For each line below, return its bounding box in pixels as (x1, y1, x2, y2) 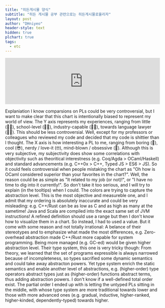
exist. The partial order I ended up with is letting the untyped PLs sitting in (5, 281, 155, 287)
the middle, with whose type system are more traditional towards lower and (5, 287, 158, 293)
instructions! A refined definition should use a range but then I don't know (5, 213, 154, 219)
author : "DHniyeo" (5, 21, 43, 26)
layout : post (5, 16, 32, 21)
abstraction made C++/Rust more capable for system (25, 234, 134, 240)
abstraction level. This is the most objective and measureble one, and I (5, 192, 148, 198)
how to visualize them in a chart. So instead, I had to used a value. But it (5, 218, 151, 225)
